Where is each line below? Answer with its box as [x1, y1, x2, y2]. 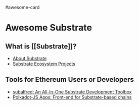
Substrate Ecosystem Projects [12, 61, 76, 67]
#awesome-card [5, 5, 40, 10]
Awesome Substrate [5, 22, 92, 33]
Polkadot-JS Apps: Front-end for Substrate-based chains [12, 94, 132, 100]
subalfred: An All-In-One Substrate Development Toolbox [12, 88, 132, 95]
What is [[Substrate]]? [5, 42, 77, 50]
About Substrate [12, 56, 47, 61]
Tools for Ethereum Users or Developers [5, 75, 134, 84]
